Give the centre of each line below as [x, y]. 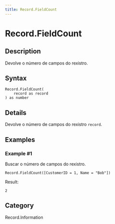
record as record [31, 94]
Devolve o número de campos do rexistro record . [54, 125]
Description [23, 51]
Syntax [16, 78]
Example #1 [19, 153]
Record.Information [24, 217]
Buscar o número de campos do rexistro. [45, 164]
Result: [12, 182]
